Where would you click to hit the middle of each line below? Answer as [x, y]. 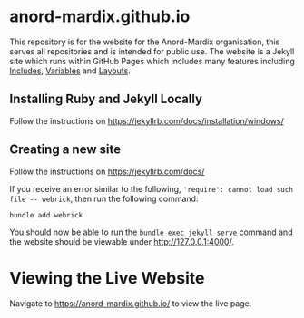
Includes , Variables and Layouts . [70, 71]
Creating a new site [65, 150]
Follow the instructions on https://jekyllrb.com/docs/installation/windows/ [147, 120]
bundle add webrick [46, 215]
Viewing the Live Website [107, 278]
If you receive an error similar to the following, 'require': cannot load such [151, 188]
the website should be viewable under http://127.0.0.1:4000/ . [122, 241]
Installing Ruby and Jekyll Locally [106, 99]
